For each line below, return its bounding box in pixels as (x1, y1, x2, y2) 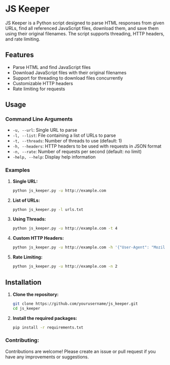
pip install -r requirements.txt (12, 325, 84, 330)
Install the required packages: (12, 315, 78, 321)
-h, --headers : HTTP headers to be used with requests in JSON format (12, 143, 161, 150)
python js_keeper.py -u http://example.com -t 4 (12, 226, 118, 231)
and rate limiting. (5, 36, 41, 42)
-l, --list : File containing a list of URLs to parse (12, 132, 116, 138)
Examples (5, 167, 30, 174)
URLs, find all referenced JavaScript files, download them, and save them (5, 25, 159, 31)
